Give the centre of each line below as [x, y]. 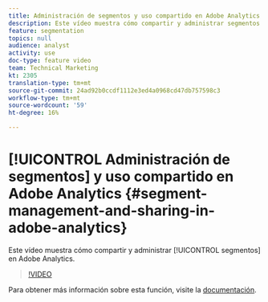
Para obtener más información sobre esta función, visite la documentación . [132, 289]
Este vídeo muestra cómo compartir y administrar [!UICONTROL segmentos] [134, 250]
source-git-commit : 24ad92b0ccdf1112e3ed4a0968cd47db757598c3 [114, 90]
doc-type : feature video [50, 61]
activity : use [32, 53]
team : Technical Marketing [53, 68]
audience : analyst [39, 46]
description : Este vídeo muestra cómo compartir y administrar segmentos [134, 23]
